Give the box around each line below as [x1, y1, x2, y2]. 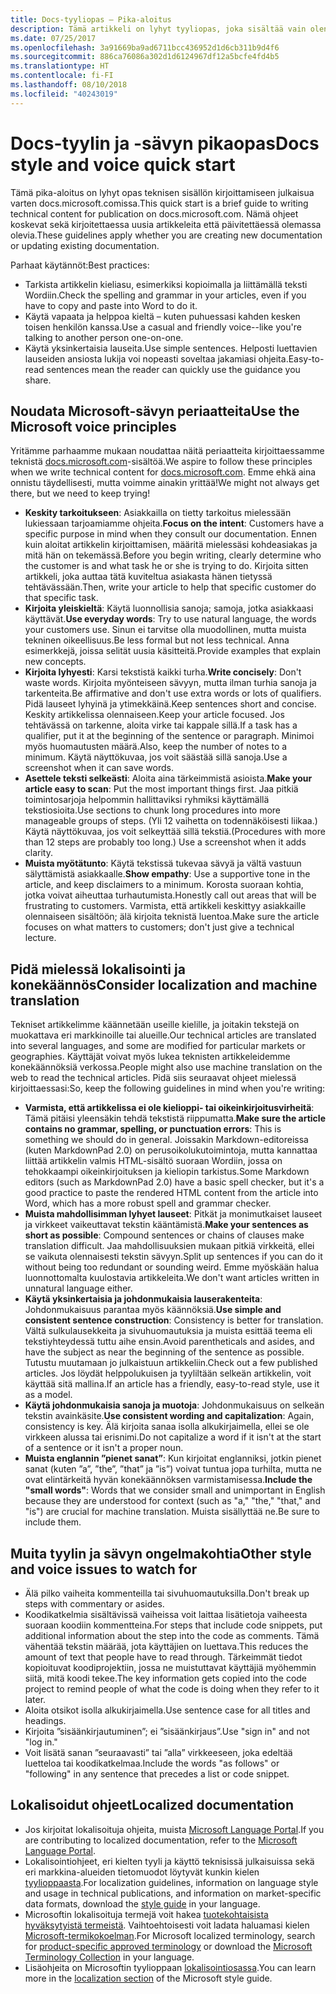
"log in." [24, 1736, 58, 1748]
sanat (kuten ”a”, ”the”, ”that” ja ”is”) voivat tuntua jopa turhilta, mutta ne [24, 1463, 322, 1475]
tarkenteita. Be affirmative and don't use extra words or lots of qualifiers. [24, 687, 322, 700]
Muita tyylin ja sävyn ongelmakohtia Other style [10, 1545, 312, 1562]
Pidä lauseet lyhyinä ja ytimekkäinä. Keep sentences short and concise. [24, 698, 317, 710]
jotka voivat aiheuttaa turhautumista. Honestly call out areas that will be [24, 889, 317, 901]
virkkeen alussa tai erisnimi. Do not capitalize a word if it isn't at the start [24, 1431, 322, 1443]
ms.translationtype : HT [10, 61, 110, 71]
